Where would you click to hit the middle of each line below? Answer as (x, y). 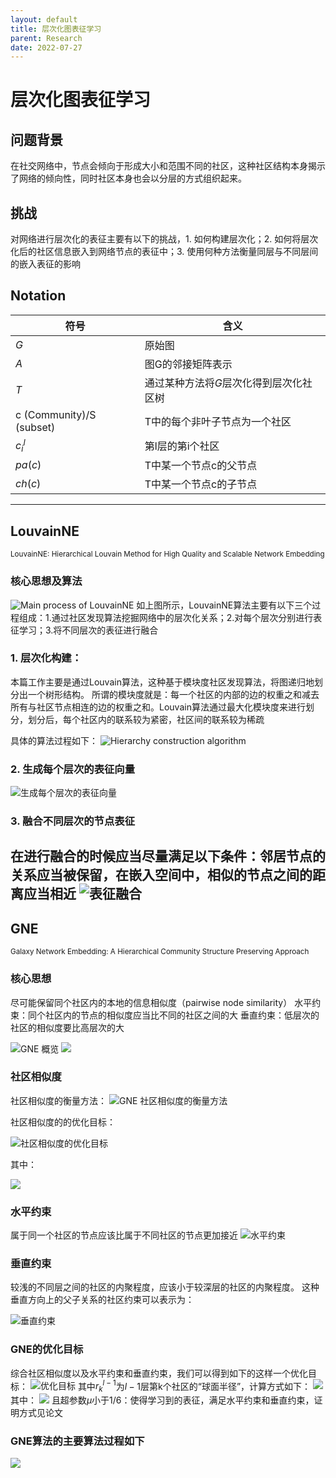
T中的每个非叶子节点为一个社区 (218, 421)
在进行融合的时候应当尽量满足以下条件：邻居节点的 (168, 856)
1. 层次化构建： (46, 658)
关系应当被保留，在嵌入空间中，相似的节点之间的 (161, 875)
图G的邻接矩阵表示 (188, 364)
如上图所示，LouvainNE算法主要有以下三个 (224, 605)
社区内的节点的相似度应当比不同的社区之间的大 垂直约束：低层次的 (182, 1015)
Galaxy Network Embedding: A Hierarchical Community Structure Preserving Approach (160, 952)
